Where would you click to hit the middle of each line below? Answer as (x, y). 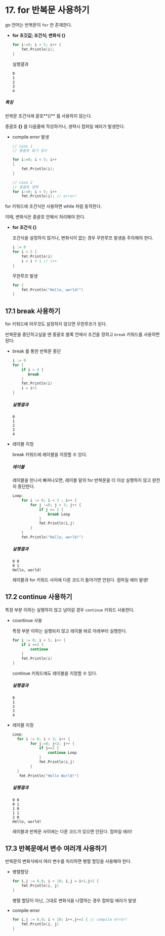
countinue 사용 (27, 620)
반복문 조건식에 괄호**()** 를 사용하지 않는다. (49, 116)
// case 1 (22, 146)
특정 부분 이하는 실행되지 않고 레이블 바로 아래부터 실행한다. (70, 631)
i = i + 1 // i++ (39, 261)
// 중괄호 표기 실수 (30, 151)
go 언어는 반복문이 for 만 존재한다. (39, 25)
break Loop (59, 514)
